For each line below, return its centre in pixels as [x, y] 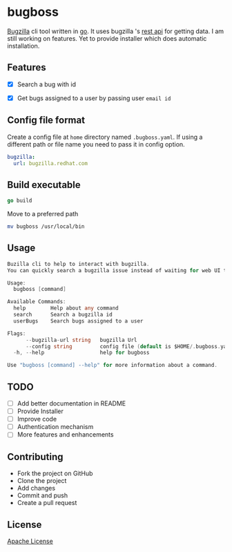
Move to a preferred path [43, 214]
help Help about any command [66, 308]
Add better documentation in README [71, 403]
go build [20, 201]
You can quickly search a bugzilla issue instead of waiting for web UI [114, 270]
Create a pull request [47, 503]
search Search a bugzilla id [63, 315]
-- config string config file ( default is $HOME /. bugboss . [123, 346]
